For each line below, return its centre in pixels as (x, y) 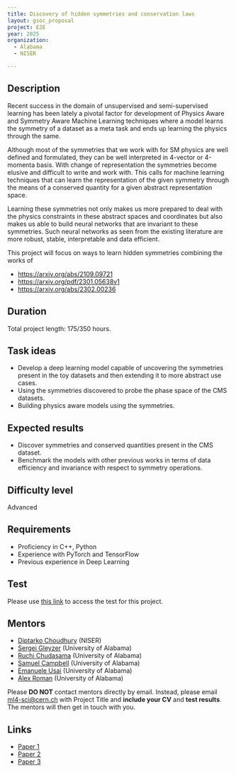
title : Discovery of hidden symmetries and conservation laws (101, 14)
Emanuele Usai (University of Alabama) (75, 671)
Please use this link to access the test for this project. (85, 601)
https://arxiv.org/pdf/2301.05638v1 (69, 281)
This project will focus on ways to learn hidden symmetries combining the (115, 252)
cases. (27, 383)
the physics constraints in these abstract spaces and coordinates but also (115, 216)
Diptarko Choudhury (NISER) (60, 641)
